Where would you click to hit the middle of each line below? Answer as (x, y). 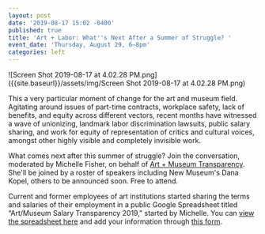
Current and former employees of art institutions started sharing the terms (129, 196)
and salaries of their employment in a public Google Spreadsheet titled (123, 205)
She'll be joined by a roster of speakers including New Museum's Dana (123, 172)
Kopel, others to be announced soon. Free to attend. (93, 181)
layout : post (30, 15)
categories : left (37, 52)
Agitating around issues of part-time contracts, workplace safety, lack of (127, 107)
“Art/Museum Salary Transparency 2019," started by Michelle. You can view (131, 213)
